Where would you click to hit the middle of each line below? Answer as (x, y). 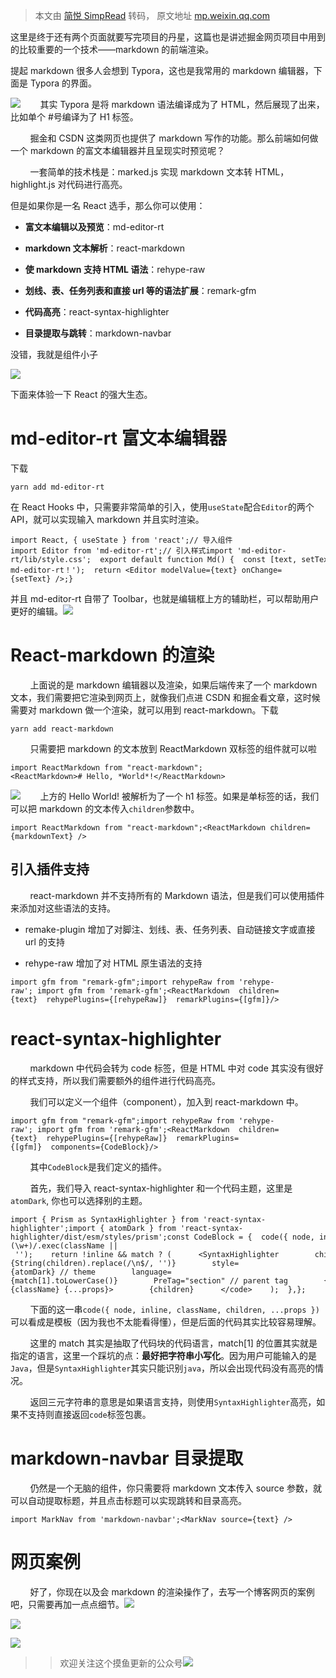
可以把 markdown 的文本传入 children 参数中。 (105, 808)
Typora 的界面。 (63, 83)
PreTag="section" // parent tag (220, 1280)
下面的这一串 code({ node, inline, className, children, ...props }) (174, 1309)
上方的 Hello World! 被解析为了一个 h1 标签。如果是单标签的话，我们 (179, 796)
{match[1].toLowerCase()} (64, 1280)
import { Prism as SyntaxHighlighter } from (104, 1219)
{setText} (31, 579)
